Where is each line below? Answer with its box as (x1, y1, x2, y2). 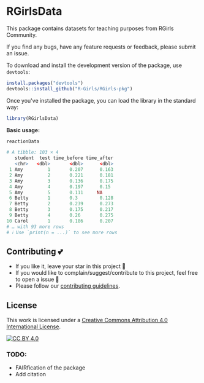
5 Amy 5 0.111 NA (9, 189, 103, 195)
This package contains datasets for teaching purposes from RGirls (6, 25, 174, 32)
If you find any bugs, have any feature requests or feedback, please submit (6, 43, 196, 50)
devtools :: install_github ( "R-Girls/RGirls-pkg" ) (6, 85, 133, 92)
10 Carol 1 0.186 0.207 (6, 218, 114, 224)
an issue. (6, 49, 29, 57)
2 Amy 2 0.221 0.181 (9, 172, 114, 178)
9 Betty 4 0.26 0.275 (9, 212, 114, 219)
